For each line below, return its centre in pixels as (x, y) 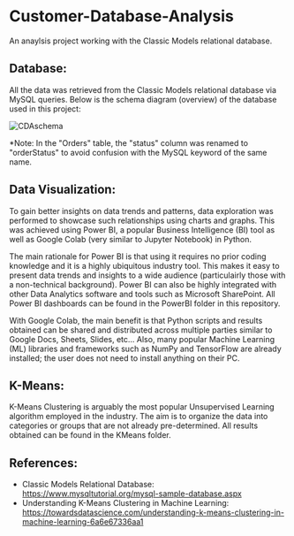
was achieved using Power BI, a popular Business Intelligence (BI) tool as (142, 230)
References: (43, 463)
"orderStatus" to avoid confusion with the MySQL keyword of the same (138, 152)
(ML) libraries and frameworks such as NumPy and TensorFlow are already (146, 348)
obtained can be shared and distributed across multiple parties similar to (141, 330)
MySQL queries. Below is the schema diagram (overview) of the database (143, 99)
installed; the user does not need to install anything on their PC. (124, 358)
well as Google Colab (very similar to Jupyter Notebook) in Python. (131, 239)
